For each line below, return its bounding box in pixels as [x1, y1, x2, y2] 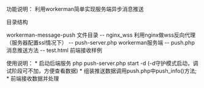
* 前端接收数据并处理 [6, 75, 59, 82]
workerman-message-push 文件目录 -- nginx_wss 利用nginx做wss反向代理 [6, 31, 196, 38]
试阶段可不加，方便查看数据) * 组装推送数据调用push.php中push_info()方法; [6, 67, 197, 75]
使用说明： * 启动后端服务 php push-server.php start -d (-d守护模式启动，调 [6, 60, 198, 67]
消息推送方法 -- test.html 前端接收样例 [6, 46, 102, 54]
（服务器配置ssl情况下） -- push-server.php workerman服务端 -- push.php [6, 39, 195, 46]
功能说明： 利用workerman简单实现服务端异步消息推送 [6, 5, 144, 12]
